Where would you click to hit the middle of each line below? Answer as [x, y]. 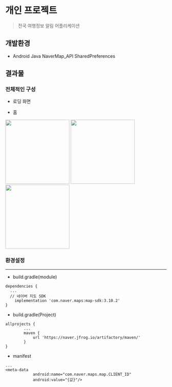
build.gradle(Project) [34, 314]
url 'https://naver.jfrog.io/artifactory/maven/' [87, 337]
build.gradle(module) [35, 277]
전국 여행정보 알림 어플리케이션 [49, 26]
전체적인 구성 [20, 89]
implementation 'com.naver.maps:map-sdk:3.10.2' [67, 300]
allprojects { [20, 324]
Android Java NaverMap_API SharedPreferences [64, 56]
